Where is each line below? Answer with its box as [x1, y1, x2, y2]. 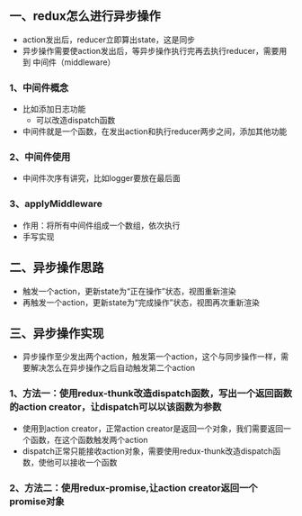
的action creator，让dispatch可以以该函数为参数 [9, 401, 222, 413]
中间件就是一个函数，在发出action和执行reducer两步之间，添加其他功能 [22, 126, 288, 137]
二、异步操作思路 [9, 260, 104, 276]
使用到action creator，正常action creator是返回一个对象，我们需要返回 [22, 422, 284, 434]
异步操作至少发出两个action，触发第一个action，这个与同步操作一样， [22, 351, 281, 362]
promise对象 [9, 494, 65, 507]
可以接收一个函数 [53, 457, 118, 467]
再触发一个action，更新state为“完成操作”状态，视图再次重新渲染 [22, 296, 261, 308]
